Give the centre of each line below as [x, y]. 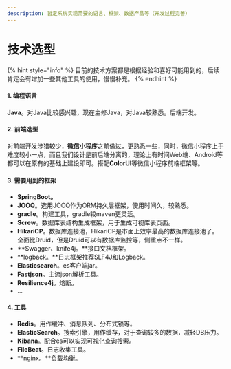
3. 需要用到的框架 [32, 180]
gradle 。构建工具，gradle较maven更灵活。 [78, 214]
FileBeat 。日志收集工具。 [53, 350]
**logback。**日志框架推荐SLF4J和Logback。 [83, 257]
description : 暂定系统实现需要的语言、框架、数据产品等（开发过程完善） [99, 13]
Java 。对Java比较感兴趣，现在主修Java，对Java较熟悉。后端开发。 [104, 112]
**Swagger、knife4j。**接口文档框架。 [74, 249]
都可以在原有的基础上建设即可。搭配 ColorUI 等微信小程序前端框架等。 [106, 163]
